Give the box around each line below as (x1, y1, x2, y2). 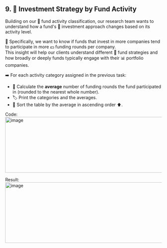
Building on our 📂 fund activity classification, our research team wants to (5, 18, 154, 24)
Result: (5, 176, 19, 182)
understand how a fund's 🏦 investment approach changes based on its (5, 23, 150, 29)
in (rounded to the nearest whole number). (12, 89, 99, 95)
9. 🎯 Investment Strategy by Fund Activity (5, 5, 137, 13)
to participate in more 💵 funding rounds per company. (5, 43, 116, 50)
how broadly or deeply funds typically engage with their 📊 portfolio (5, 55, 144, 61)
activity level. (5, 28, 32, 35)
